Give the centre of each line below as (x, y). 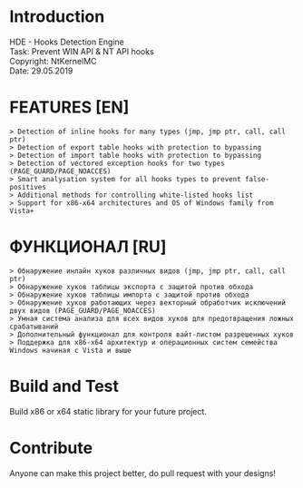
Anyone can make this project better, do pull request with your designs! (143, 473)
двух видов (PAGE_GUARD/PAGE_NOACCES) (83, 310)
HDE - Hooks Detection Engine (67, 42)
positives (28, 187)
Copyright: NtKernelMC (53, 61)
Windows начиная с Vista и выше (70, 350)
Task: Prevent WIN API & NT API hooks (82, 51)
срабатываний (34, 327)
